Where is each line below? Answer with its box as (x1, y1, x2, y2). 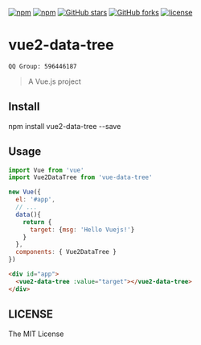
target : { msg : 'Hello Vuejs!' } (29, 226, 135, 234)
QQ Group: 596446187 (8, 62, 78, 70)
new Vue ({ (8, 188, 42, 197)
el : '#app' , (15, 196, 56, 204)
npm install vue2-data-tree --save (8, 121, 121, 131)
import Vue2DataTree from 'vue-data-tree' (8, 173, 153, 181)
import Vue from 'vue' (8, 166, 84, 174)
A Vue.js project (27, 77, 82, 86)
